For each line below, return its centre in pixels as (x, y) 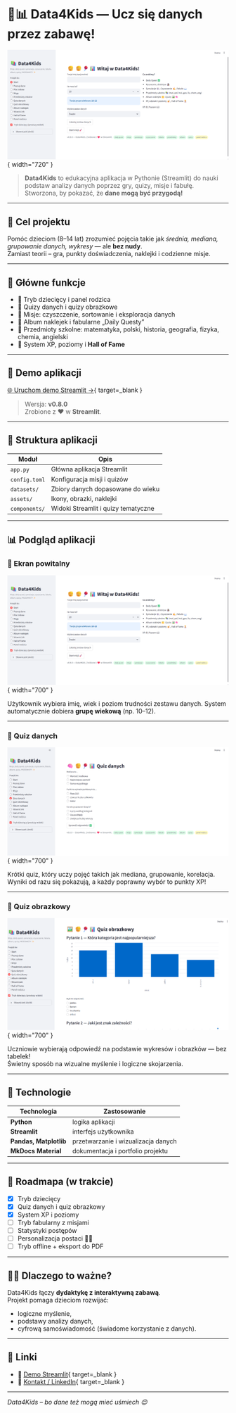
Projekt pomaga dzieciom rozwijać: (58, 1300)
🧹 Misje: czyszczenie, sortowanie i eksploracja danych (96, 315)
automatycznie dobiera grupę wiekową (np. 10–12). (81, 711)
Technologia (39, 1111)
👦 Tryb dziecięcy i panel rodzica (64, 300)
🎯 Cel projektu (39, 222)
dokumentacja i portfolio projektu (120, 1151)
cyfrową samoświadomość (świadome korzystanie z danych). (107, 1329)
